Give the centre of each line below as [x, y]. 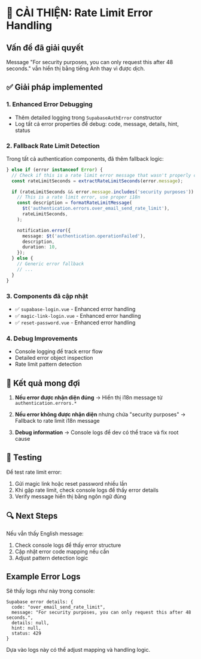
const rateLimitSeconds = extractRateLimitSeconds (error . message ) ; [98, 181]
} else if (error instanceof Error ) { [54, 170]
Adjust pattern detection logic [51, 558]
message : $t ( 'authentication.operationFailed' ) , [84, 236]
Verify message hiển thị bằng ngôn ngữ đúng [71, 496]
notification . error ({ [44, 230]
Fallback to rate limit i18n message [57, 421]
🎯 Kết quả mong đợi [43, 383]
